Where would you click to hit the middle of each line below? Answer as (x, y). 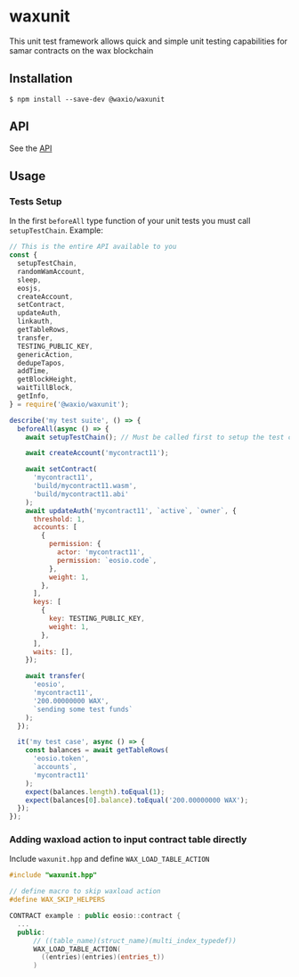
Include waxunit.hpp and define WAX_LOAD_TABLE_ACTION (109, 859)
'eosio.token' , (61, 759)
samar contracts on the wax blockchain (81, 50)
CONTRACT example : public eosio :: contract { (95, 916)
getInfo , (33, 396)
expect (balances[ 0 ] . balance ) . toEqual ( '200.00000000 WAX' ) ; (137, 800)
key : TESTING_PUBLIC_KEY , (97, 618)
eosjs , (29, 288)
